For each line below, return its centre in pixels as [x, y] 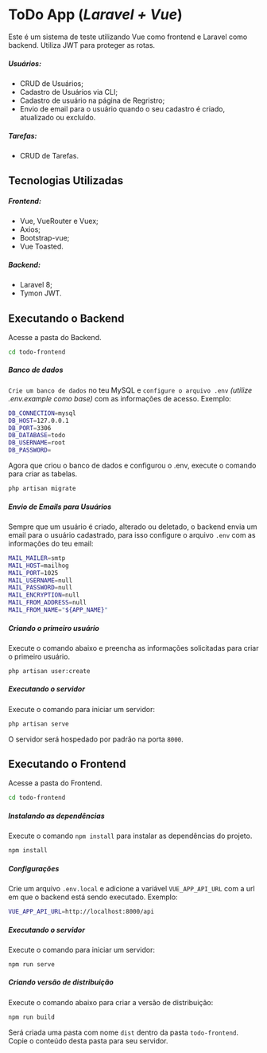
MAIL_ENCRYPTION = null [44, 595]
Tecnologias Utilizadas [66, 181]
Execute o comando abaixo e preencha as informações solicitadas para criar [133, 648]
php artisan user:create [49, 671]
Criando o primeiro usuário [54, 628]
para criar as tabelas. [43, 474]
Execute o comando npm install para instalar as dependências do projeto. [130, 836]
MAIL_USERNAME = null [41, 580]
